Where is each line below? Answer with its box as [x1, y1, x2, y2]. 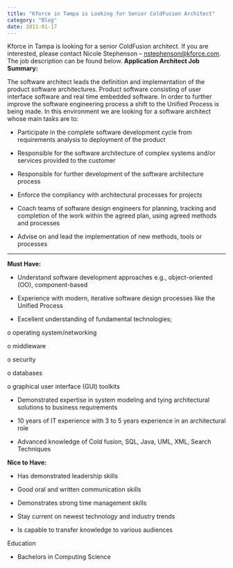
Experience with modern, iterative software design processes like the [17, 294, 216, 302]
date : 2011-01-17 [7, 23, 58, 30]
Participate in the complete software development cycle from [17, 128, 192, 136]
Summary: [7, 64, 38, 73]
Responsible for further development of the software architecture [17, 170, 205, 178]
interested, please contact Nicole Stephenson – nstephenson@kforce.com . [7, 49, 221, 58]
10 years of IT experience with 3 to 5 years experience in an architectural [17, 416, 226, 425]
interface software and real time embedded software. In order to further [7, 92, 213, 101]
